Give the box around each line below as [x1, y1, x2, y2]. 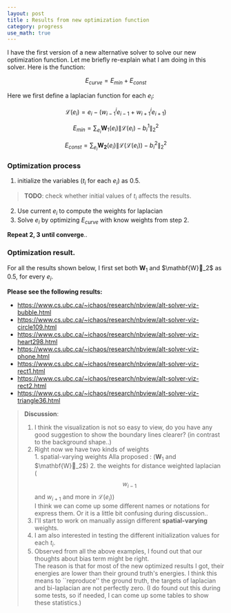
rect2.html [17, 381, 47, 390]
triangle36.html [17, 397, 61, 405]
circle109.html [17, 323, 57, 332]
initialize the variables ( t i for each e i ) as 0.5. [17, 177, 141, 187]
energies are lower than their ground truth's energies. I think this [34, 569, 217, 578]
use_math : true [7, 29, 51, 37]
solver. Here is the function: [7, 63, 86, 71]
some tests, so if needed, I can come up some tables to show [34, 592, 209, 600]
